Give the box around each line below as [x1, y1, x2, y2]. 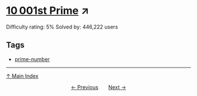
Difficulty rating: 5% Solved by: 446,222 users [6, 23, 118, 30]
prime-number [14, 55, 50, 62]
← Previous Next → [70, 83, 127, 91]
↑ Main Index [6, 72, 39, 79]
